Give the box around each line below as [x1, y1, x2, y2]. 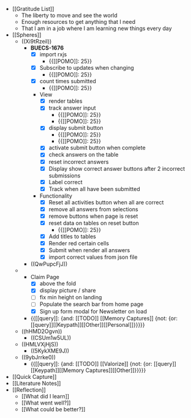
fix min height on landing [39, 294, 102, 301]
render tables [48, 97, 83, 105]
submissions [48, 171, 81, 179]
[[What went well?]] [21, 399, 71, 406]
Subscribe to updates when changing [39, 64, 135, 72]
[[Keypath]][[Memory [30, 367, 84, 374]
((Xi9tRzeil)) [21, 38, 52, 45]
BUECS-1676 [30, 44, 64, 51]
